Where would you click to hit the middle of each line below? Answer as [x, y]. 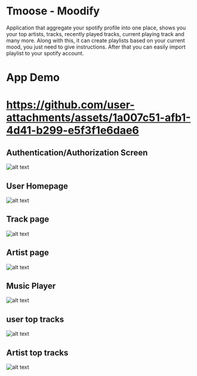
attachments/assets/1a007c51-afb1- [99, 118]
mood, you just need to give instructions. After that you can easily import [96, 47]
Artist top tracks [37, 353]
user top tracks [35, 319]
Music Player [31, 286]
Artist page [28, 253]
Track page [28, 220]
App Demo [33, 78]
